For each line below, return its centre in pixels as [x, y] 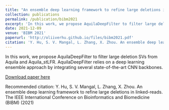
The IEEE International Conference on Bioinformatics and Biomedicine [77, 97]
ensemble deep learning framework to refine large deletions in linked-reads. [84, 92]
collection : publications [32, 14]
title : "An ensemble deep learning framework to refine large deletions [83, 10]
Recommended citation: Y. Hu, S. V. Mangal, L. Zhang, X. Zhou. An [74, 86]
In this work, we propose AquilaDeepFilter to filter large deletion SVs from [81, 56]
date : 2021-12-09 [23, 28]
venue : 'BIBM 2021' [26, 33]
